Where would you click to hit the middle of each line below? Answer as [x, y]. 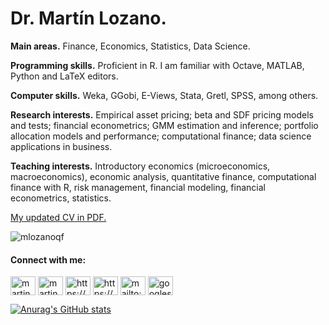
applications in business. [61, 146]
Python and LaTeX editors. [64, 76]
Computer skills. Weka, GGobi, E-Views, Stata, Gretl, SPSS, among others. [164, 95]
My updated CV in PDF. [58, 217]
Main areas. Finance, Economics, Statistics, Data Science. [130, 46]
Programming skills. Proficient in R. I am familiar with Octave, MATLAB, [157, 65]
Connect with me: [48, 259]
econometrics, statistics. [61, 198]
